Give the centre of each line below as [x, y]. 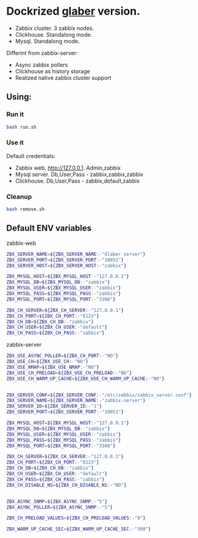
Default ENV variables [49, 228]
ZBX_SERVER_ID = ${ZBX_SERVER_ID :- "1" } [54, 406]
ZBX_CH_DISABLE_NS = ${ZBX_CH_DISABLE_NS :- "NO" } [66, 485]
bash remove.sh [26, 209]
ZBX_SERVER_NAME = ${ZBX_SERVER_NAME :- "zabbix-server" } [76, 401]
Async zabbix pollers [41, 65]
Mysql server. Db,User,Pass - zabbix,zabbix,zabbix [79, 174]
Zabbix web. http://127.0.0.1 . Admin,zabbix [68, 168]
